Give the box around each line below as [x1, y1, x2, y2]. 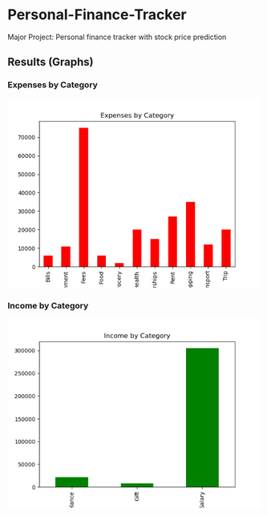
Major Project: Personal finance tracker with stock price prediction [7, 32, 227, 42]
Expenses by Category [7, 79, 98, 91]
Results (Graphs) [7, 55, 94, 69]
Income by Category [7, 300, 89, 311]
